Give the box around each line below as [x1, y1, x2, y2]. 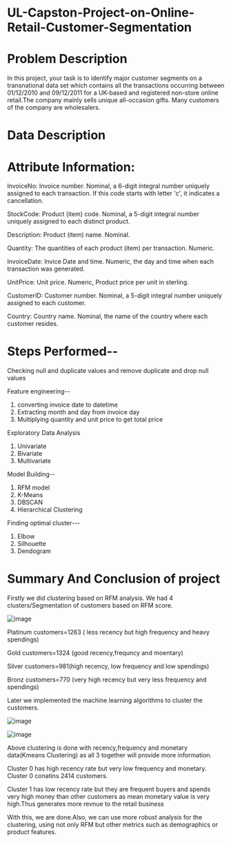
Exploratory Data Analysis [7, 429, 81, 437]
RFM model [17, 483, 50, 492]
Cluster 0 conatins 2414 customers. [7, 772, 108, 780]
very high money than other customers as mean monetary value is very [7, 793, 210, 801]
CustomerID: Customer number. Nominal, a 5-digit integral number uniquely [7, 291, 223, 300]
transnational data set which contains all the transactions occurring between [7, 81, 225, 90]
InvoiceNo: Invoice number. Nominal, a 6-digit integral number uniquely [7, 182, 210, 191]
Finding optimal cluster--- [7, 519, 81, 527]
